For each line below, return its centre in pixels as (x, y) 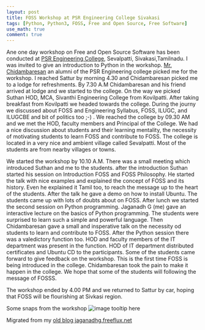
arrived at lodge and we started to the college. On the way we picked (93, 91)
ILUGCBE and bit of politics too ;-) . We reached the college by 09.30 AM (98, 117)
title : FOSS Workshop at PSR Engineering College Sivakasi (83, 18)
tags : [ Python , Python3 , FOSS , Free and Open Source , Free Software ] (97, 23)
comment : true (24, 35)
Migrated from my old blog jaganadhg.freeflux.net (69, 320)
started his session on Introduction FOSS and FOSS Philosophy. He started (100, 174)
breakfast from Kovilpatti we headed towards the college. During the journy (101, 104)
